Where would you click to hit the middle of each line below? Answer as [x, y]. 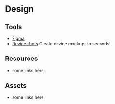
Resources [22, 59]
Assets [16, 86]
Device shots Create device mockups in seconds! [61, 44]
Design [20, 9]
